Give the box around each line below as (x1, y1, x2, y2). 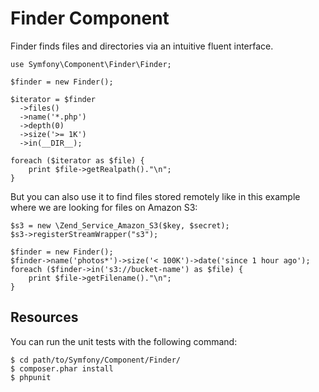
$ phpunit (10, 372, 52, 382)
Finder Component (10, 7, 170, 30)
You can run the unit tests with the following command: (10, 335, 238, 347)
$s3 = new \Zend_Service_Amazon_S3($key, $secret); (10, 220, 230, 231)
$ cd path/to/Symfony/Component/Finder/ (10, 355, 182, 365)
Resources (10, 309, 79, 326)
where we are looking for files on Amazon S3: (10, 201, 198, 213)
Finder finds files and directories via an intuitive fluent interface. (10, 40, 274, 52)
